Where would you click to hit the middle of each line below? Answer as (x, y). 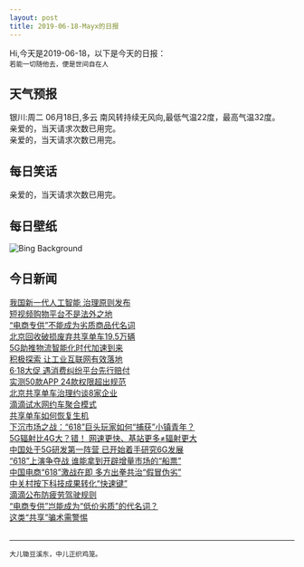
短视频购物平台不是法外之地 (61, 314)
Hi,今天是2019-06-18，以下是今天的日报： (88, 53)
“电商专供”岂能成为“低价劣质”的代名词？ (84, 506)
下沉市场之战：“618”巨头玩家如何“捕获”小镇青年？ (102, 427)
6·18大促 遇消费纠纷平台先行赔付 (70, 370)
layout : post (34, 18)
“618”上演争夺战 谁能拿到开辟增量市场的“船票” (95, 460)
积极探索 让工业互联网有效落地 (66, 359)
